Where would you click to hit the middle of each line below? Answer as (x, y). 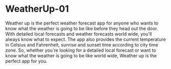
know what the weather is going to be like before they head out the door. (82, 28)
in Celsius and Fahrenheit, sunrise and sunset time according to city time (82, 44)
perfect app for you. (26, 61)
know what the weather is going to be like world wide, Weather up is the (81, 55)
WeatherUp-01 (37, 9)
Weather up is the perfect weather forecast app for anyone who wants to (82, 23)
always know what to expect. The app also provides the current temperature (86, 39)
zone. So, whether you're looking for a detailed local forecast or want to (81, 50)
